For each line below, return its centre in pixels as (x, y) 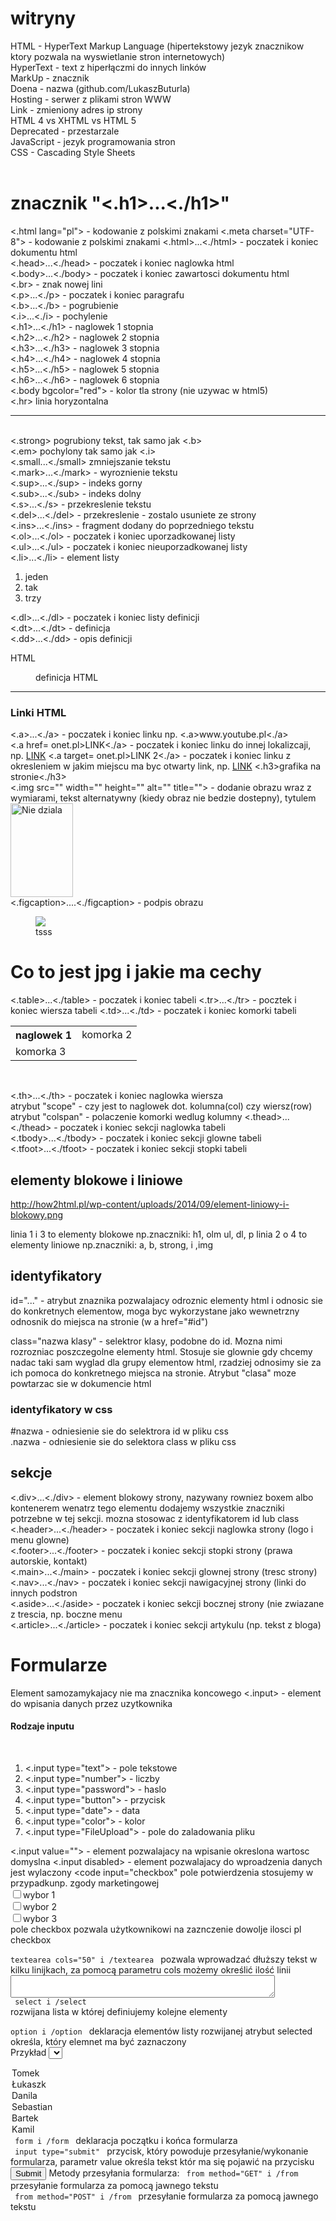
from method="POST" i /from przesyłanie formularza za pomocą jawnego (166, 2196)
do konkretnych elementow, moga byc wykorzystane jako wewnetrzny (155, 1311)
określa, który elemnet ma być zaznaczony (98, 2041)
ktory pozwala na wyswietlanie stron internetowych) (118, 56)
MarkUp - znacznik (50, 78)
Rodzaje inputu (42, 1726)
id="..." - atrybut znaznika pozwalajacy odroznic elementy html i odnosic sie (166, 1300)
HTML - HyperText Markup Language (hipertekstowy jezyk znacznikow (157, 46)
